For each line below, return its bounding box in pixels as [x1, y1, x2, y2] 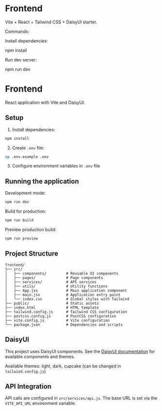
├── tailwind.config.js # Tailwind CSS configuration [5, 309, 127, 314]
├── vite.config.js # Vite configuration [5, 318, 110, 323]
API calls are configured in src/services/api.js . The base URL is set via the [5, 395, 158, 401]
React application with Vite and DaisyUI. [5, 99, 85, 105]
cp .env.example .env [5, 154, 49, 159]
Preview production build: [5, 227, 57, 232]
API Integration [5, 382, 52, 391]
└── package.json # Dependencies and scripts [5, 322, 123, 327]
